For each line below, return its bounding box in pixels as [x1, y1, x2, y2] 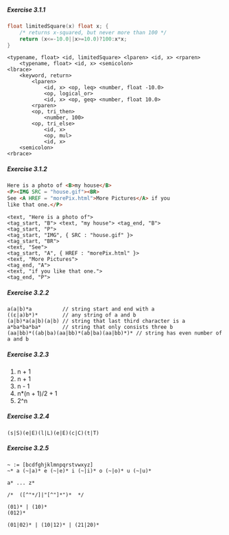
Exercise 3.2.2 [7, 288, 49, 297]
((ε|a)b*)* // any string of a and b [7, 311, 136, 319]
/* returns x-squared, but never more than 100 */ [19, 29, 167, 36]
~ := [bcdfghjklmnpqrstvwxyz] [7, 461, 94, 468]
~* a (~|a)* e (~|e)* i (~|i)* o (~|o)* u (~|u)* [7, 467, 152, 474]
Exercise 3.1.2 [7, 165, 48, 173]
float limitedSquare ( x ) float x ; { [7, 23, 109, 30]
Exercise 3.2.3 [7, 350, 49, 358]
